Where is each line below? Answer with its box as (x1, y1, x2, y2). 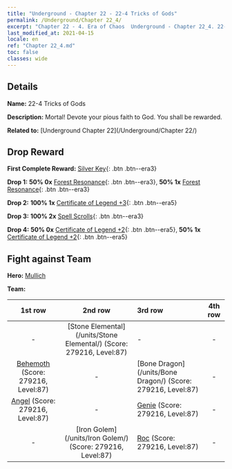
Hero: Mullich (7, 272, 46, 280)
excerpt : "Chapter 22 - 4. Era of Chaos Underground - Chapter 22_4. (7, 23, 215, 30)
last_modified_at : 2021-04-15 (7, 29, 95, 37)
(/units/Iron (64, 434, 101, 443)
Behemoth (16, 359, 50, 369)
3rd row (137, 306, 164, 315)
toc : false (7, 49, 39, 56)
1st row (20, 306, 46, 315)
